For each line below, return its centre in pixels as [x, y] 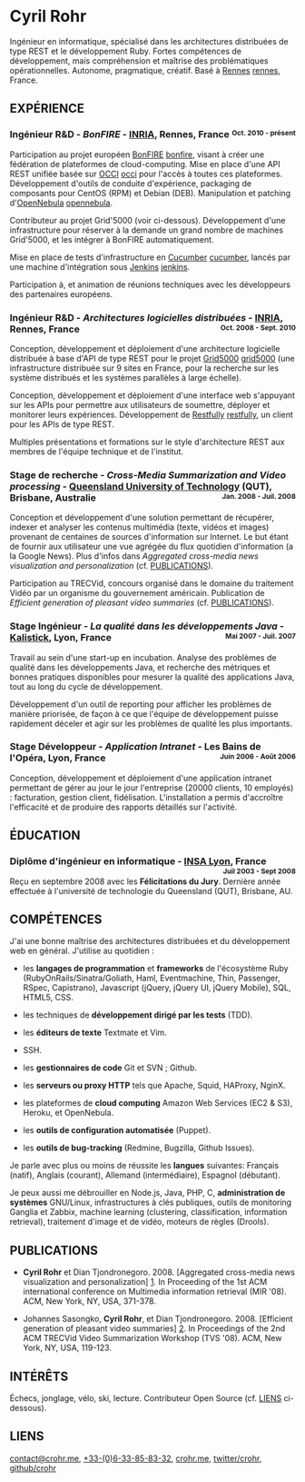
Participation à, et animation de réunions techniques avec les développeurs [150, 284]
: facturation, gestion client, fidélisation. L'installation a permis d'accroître [146, 797]
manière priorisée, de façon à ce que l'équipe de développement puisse [144, 713]
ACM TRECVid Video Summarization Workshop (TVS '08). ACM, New [152, 1338]
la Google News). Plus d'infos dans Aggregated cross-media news [134, 556]
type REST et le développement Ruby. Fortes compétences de [126, 51]
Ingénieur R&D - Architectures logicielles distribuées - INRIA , [146, 317]
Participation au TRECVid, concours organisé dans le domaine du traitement [152, 583]
